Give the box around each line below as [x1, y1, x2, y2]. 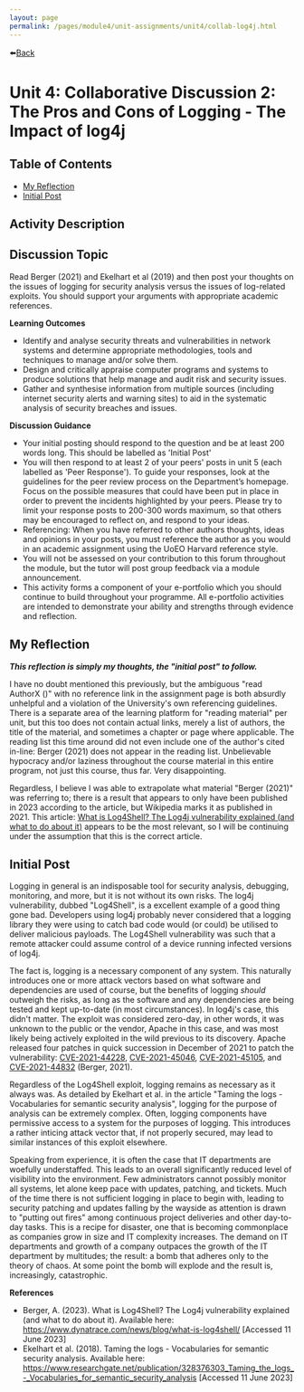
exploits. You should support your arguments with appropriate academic [9, 291, 279, 301]
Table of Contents [9, 157, 113, 172]
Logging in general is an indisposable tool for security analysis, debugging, [9, 881, 290, 891]
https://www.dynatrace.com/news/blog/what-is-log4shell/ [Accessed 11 [22, 1324, 291, 1335]
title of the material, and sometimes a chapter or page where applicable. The [9, 726, 295, 738]
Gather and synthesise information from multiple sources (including [22, 383, 274, 394]
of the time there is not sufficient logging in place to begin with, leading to [9, 1193, 285, 1204]
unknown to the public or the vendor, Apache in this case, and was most [9, 1024, 279, 1034]
